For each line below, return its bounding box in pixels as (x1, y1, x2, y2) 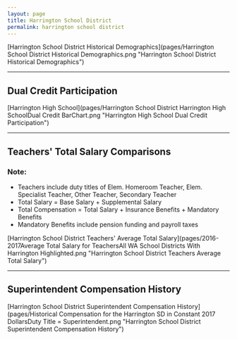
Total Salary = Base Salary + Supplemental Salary (17, 198, 162, 206)
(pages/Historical (7, 310, 58, 318)
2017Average (7, 241, 44, 250)
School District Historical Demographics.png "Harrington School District (7, 50, 217, 59)
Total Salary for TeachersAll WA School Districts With (45, 241, 201, 250)
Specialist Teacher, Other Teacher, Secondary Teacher (17, 190, 177, 198)
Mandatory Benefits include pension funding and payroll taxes (17, 220, 199, 229)
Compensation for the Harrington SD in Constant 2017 (59, 310, 216, 318)
